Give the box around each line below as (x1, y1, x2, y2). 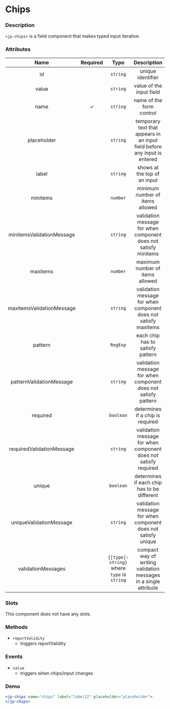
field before (134, 143, 162, 150)
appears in (135, 130, 161, 137)
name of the (134, 96, 163, 103)
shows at (137, 164, 159, 171)
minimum (137, 185, 159, 192)
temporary (136, 118, 161, 125)
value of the (134, 82, 162, 89)
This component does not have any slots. (5, 611, 91, 617)
